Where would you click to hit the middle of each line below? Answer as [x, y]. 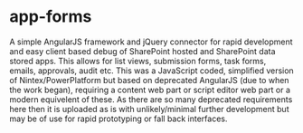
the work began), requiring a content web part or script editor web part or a [150, 90]
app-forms [51, 17]
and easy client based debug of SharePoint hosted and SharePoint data [142, 51]
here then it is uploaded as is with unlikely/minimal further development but [149, 109]
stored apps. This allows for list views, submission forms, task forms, [138, 61]
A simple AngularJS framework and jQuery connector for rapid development [151, 42]
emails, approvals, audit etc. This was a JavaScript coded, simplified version [151, 71]
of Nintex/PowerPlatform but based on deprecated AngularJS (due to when [149, 80]
